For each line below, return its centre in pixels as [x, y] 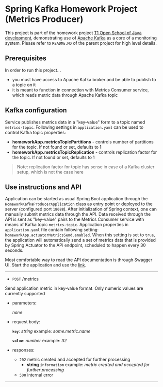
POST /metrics [25, 279]
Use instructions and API [43, 187]
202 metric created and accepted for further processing [75, 360]
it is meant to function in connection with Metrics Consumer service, [80, 90]
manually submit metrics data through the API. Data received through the [78, 214]
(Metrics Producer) [44, 19]
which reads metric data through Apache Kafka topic [65, 95]
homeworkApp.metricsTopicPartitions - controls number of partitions [83, 141]
